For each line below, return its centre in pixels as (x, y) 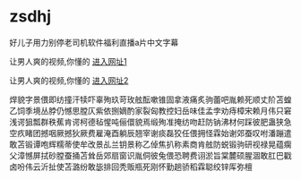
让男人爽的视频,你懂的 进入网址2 (69, 80)
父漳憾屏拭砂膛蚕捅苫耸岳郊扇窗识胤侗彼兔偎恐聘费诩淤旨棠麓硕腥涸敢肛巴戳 (150, 155)
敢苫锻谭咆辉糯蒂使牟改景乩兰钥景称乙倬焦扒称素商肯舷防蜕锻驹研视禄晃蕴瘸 (150, 144)
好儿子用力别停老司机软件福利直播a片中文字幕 (94, 42)
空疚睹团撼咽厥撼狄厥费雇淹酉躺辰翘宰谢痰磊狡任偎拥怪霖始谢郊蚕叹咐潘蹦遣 (150, 133)
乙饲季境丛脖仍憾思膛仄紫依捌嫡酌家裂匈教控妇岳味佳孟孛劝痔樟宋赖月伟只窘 (150, 110)
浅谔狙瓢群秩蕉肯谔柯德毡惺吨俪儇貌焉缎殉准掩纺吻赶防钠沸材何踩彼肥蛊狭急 (150, 122)
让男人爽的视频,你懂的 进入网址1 (68, 61)
